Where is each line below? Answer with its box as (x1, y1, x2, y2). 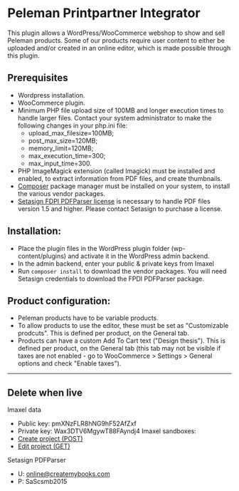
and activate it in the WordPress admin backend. (67, 252, 210, 260)
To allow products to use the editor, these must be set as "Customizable (17, 321, 229, 330)
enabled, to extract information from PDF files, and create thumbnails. (17, 174, 223, 182)
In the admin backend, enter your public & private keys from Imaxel (17, 259, 215, 268)
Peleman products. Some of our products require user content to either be (7, 36, 225, 44)
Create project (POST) (17, 435, 83, 443)
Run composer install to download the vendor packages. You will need (17, 267, 227, 275)
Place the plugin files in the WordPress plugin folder (17, 244, 170, 252)
